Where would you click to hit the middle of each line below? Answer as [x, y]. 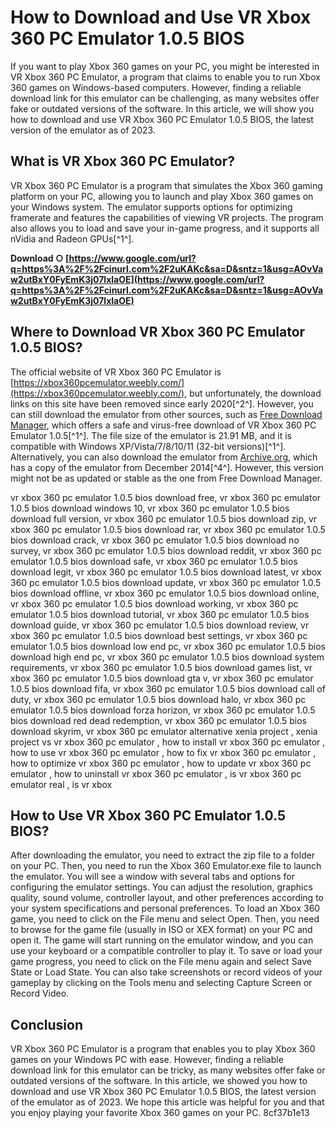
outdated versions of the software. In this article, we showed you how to [159, 1081]
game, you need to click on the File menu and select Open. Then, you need [165, 919]
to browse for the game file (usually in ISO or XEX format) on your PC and [161, 930]
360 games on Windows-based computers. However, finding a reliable [156, 87]
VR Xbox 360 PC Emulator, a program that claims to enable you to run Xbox [165, 77]
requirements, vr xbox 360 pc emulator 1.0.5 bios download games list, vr [161, 667]
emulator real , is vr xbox [61, 784]
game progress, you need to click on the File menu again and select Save [161, 962]
